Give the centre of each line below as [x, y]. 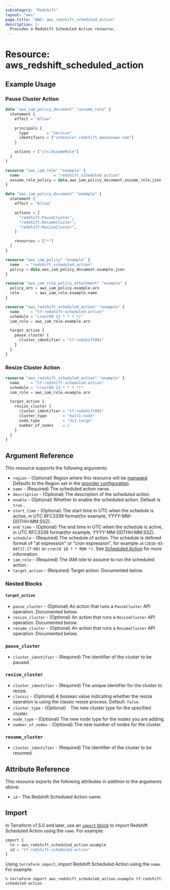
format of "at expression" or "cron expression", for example [76, 543]
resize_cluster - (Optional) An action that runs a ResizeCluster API [84, 617]
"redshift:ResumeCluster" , [48, 222]
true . [19, 505]
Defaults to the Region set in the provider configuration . [71, 483]
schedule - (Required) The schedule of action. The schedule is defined [87, 538]
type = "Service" [45, 133]
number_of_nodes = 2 [44, 425]
